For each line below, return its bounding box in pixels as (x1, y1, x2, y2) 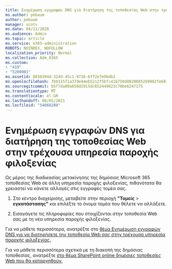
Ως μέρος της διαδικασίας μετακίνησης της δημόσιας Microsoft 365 (5, 175, 150, 181)
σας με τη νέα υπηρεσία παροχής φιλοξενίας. (12, 216, 112, 222)
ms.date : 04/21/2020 (5, 27, 50, 32)
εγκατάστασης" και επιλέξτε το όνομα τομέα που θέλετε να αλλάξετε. (12, 201, 167, 207)
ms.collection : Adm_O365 (5, 55, 58, 60)
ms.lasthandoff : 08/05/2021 (5, 98, 66, 103)
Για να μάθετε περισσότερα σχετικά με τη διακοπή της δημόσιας (5, 247, 143, 253)
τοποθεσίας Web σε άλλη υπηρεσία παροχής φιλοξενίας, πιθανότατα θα (5, 180, 162, 186)
